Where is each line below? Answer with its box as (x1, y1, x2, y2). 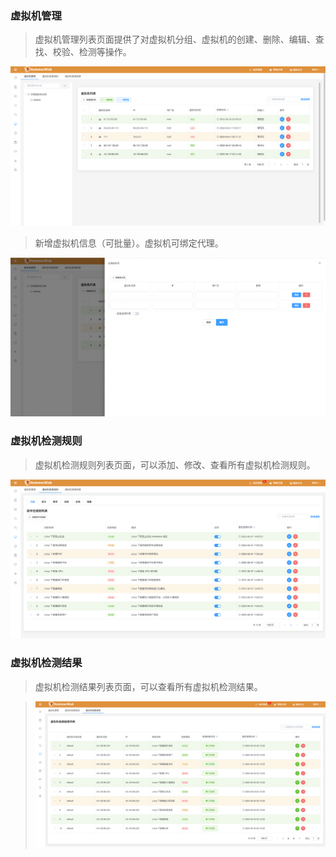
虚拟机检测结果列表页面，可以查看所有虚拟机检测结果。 (34, 680, 263, 692)
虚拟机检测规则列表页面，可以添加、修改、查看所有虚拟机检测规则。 (34, 458, 316, 471)
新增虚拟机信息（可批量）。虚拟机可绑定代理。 (34, 237, 224, 249)
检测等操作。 (78, 46, 132, 58)
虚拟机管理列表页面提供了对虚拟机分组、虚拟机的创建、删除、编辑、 (34, 33, 316, 46)
